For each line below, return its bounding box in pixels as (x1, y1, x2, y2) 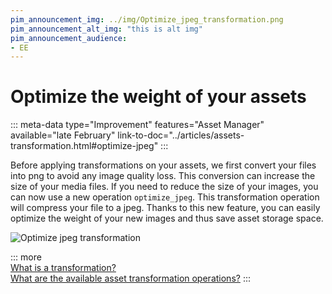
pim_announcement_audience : (10, 33, 128, 43)
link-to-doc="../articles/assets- (117, 129, 245, 141)
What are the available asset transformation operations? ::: (10, 272, 251, 285)
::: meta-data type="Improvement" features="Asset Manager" (10, 119, 265, 131)
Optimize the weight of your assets (10, 86, 307, 108)
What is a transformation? (10, 262, 117, 274)
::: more (10, 251, 42, 263)
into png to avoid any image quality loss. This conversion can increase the (10, 170, 316, 182)
